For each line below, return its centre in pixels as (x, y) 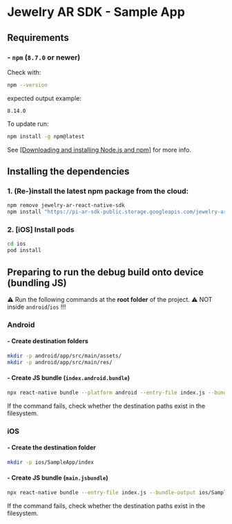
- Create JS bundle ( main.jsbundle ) (58, 478)
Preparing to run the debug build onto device (105, 272)
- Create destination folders (48, 341)
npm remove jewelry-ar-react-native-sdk (66, 206)
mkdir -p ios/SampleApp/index (51, 462)
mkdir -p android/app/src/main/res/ (60, 362)
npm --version (28, 85)
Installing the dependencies (68, 171)
